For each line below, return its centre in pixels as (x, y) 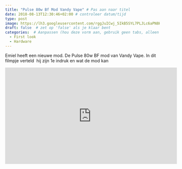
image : (12, 23)
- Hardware (21, 42)
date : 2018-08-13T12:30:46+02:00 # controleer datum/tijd (65, 14)
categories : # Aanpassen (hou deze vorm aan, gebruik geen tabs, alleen (82, 32)
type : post (16, 19)
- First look (23, 37)
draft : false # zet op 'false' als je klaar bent (58, 28)
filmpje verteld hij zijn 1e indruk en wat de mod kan (57, 60)
